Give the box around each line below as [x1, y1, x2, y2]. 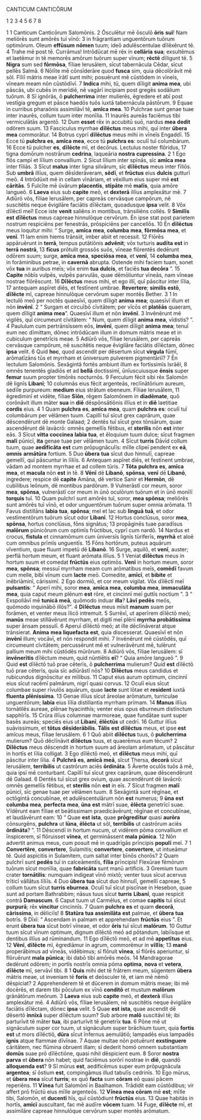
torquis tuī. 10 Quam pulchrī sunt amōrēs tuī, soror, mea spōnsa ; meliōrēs [6, 495, 188, 501]
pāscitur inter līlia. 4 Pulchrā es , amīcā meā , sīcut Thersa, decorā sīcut [6, 757, 182, 763]
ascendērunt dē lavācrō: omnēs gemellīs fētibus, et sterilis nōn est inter [6, 425, 184, 432]
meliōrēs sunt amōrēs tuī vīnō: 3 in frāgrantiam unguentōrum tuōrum [6, 35, 175, 42]
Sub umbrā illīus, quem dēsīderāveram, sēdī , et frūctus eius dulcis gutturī [6, 169, 190, 177]
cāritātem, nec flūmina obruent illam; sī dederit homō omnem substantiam [6, 1044, 188, 1050]
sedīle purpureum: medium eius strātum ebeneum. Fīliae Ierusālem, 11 [6, 386, 180, 393]
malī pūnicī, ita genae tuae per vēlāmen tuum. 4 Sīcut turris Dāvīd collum [6, 437, 188, 444]
